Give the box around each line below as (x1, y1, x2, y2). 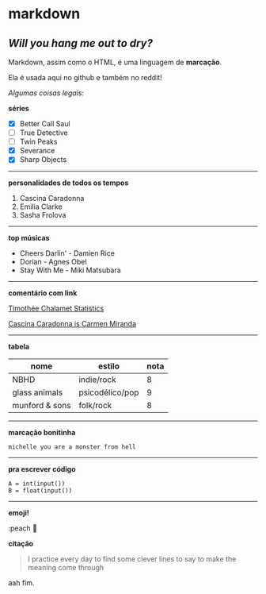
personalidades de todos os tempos (8, 178, 129, 187)
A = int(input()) (8, 480, 66, 488)
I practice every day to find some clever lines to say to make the (27, 554, 237, 564)
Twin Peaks (19, 137, 58, 147)
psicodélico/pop (78, 387, 139, 398)
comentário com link (8, 288, 78, 298)
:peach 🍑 (8, 523, 38, 533)
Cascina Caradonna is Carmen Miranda (8, 319, 137, 329)
